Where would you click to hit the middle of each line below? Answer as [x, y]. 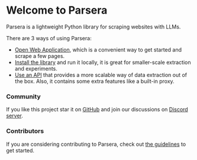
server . [15, 116]
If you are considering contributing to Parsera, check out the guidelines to [96, 144]
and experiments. [36, 68]
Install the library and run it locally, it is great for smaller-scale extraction [103, 62]
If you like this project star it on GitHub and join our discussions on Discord [97, 110]
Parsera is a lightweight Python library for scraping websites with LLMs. [93, 27]
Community [23, 97]
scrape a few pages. [40, 56]
